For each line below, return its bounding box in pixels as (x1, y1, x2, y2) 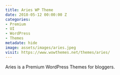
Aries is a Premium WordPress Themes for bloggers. (5, 64, 115, 70)
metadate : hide (5, 41, 38, 46)
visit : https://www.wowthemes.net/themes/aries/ (5, 50, 110, 55)
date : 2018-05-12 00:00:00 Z (5, 12, 67, 17)
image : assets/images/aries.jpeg (5, 45, 76, 50)
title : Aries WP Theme (5, 7, 53, 13)
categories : (5, 17, 31, 22)
